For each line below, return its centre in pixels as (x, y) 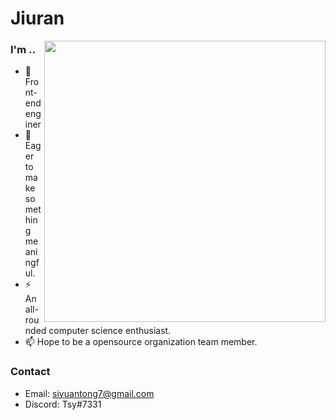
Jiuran (37, 18)
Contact (30, 372)
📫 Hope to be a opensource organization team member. (141, 342)
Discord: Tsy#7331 (63, 404)
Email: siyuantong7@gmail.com (89, 393)
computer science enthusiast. (110, 331)
